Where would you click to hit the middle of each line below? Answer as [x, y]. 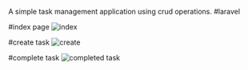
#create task [29, 42]
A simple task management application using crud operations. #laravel [124, 12]
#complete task [34, 58]
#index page [29, 27]
